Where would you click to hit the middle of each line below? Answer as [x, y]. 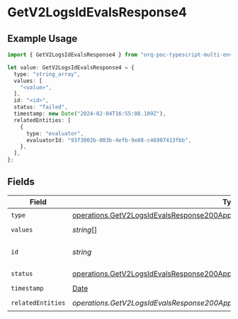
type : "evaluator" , [55, 133]
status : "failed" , [41, 107]
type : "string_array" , [47, 74]
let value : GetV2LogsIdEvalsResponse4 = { [71, 67]
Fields [21, 182]
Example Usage [42, 39]
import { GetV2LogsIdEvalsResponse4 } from [73, 55]
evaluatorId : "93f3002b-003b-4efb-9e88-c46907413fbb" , [109, 140]
